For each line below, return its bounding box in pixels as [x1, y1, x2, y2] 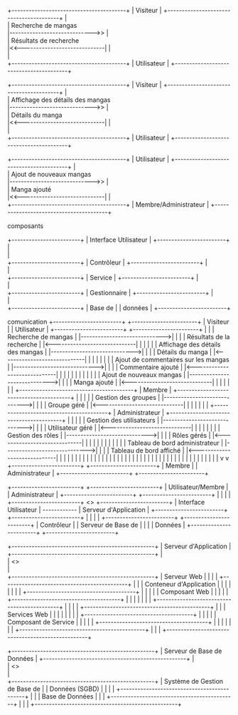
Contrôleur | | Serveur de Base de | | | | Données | [40, 520, 185, 529]
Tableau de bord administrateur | [127, 438, 224, 447]
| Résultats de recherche [7, 36, 80, 45]
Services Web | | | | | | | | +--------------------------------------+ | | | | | [7, 610, 217, 619]
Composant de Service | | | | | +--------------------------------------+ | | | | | [7, 618, 232, 626]
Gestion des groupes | [94, 393, 161, 401]
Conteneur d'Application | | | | [144, 580, 232, 588]
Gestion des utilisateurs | [86, 416, 160, 424]
